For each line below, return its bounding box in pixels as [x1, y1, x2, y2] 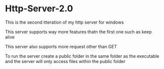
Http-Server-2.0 [5, 3, 73, 14]
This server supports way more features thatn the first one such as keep [5, 29, 152, 34]
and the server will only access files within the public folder [5, 58, 126, 64]
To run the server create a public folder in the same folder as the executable [5, 53, 160, 59]
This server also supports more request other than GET [5, 43, 117, 49]
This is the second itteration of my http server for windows [5, 19, 124, 25]
